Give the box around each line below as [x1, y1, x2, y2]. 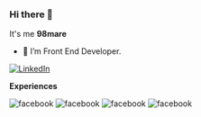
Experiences [9, 81, 58, 92]
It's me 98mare [9, 29, 68, 40]
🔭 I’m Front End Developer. [22, 46, 122, 57]
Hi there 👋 [9, 8, 54, 21]
